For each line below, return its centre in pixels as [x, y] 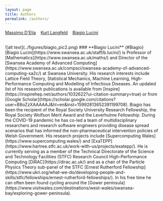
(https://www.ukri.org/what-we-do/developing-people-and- [65, 173]
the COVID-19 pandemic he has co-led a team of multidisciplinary [71, 120]
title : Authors [20, 14]
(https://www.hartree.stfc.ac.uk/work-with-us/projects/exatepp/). [71, 146]
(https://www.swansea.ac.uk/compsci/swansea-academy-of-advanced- [78, 68]
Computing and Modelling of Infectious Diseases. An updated [94, 84]
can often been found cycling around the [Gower [54, 183]
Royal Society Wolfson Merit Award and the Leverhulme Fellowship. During [80, 115]
